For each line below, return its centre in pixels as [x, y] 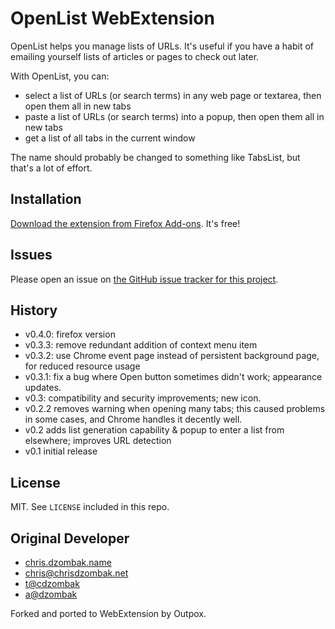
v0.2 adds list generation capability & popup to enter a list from [154, 430]
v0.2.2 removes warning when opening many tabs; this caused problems [175, 409]
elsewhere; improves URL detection [98, 441]
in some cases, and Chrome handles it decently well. [133, 419]
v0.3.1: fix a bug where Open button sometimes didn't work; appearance [173, 377]
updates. [43, 388]
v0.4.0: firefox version [70, 334]
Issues [31, 255]
